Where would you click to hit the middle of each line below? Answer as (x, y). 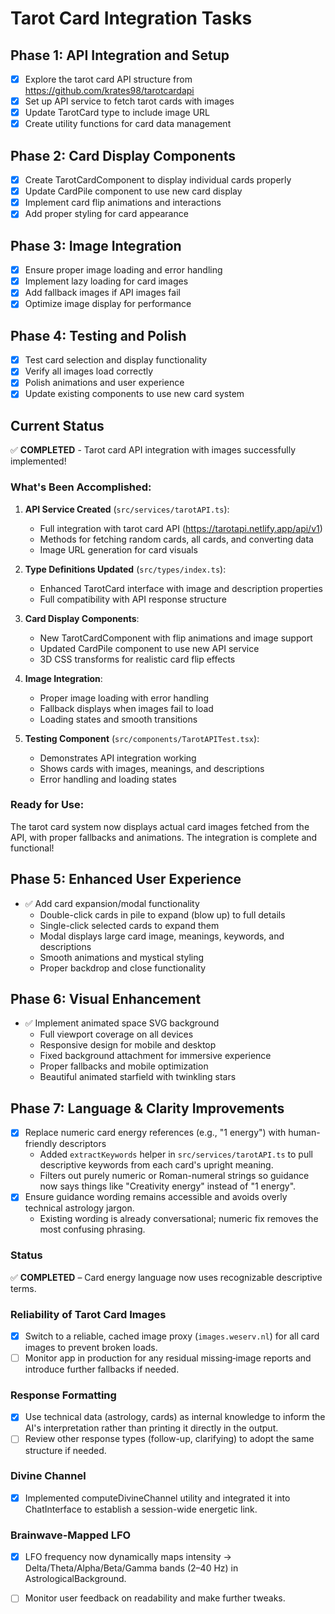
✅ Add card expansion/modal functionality (112, 903)
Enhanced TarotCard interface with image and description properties (181, 588)
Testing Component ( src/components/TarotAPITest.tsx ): (142, 738)
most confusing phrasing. (92, 1229)
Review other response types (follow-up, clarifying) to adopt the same (169, 1439)
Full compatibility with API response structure (133, 599)
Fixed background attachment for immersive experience (155, 1056)
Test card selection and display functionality (116, 360)
